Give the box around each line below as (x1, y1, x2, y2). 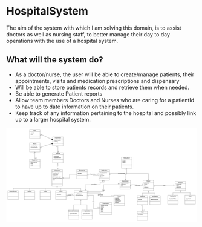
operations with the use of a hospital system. (6, 37, 119, 44)
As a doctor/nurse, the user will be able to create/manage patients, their (15, 71, 195, 78)
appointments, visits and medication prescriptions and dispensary (15, 77, 180, 84)
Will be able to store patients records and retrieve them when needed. (15, 84, 189, 91)
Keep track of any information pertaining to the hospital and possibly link (15, 109, 197, 116)
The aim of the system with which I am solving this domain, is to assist (6, 24, 181, 31)
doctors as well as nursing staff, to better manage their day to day (6, 30, 171, 38)
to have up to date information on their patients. (15, 103, 134, 110)
